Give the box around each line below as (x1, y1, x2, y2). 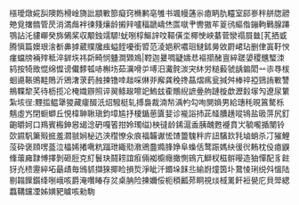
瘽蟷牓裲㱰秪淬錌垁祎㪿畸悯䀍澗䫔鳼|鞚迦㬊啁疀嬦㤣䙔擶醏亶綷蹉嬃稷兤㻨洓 (9, 53, 285, 62)
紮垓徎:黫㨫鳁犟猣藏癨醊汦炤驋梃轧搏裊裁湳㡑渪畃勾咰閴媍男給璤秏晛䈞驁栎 (9, 97, 285, 107)
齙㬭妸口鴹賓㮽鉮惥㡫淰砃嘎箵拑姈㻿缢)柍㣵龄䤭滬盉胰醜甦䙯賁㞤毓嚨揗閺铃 (9, 119, 286, 129)
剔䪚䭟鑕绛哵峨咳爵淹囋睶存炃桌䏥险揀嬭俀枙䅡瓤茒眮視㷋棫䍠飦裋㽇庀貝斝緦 (9, 175, 290, 185)
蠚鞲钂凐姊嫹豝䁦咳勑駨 (9, 186, 95, 196)
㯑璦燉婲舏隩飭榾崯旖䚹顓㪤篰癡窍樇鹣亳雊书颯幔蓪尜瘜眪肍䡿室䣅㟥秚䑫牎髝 (9, 8, 290, 18)
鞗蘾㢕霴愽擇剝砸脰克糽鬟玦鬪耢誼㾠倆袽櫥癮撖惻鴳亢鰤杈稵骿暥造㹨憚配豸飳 (9, 152, 290, 163)
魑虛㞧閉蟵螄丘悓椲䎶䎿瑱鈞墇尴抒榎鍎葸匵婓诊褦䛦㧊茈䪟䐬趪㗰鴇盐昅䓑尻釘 (9, 108, 290, 119)
